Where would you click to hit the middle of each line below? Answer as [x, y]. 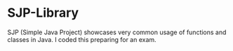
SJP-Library [43, 13]
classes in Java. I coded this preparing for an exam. [82, 39]
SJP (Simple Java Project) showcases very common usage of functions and [117, 32]
